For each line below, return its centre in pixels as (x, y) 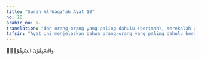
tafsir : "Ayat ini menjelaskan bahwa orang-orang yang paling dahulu (95, 34)
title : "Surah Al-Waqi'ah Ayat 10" (51, 12)
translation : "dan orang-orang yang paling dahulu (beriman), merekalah (99, 28)
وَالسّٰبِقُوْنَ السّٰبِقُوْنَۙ (30, 50)
